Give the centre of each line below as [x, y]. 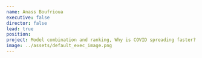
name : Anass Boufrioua [35, 12]
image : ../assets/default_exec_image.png [59, 46]
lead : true [20, 29]
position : [19, 34]
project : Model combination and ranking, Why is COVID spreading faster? [101, 40]
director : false [27, 23]
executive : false [28, 18]
